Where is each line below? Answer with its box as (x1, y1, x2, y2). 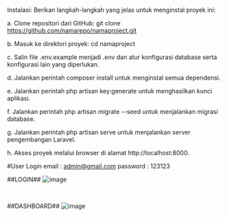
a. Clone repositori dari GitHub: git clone (7, 19, 121, 27)
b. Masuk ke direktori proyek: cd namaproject (7, 40, 136, 47)
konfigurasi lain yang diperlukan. (7, 60, 99, 68)
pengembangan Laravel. (7, 135, 76, 144)
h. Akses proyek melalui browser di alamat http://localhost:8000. (7, 149, 190, 157)
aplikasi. (7, 94, 31, 102)
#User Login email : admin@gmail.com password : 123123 (7, 162, 170, 170)
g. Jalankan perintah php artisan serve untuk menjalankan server (7, 128, 191, 136)
